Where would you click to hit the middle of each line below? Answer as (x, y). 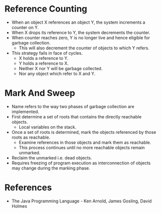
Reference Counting (46, 9)
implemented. (25, 112)
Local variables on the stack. (48, 127)
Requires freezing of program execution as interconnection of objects (81, 163)
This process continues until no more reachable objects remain (82, 147)
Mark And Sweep (40, 93)
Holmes (19, 206)
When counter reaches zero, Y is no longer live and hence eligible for (81, 38)
